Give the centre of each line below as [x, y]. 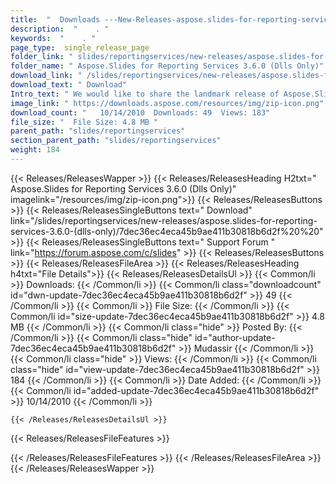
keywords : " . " [53, 38]
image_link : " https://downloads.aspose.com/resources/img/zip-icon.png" [167, 103]
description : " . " [60, 29]
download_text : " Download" [69, 85]
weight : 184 [35, 150]
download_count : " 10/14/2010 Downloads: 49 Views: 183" [140, 112]
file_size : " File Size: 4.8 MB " [84, 122]
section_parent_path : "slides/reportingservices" [116, 141]
